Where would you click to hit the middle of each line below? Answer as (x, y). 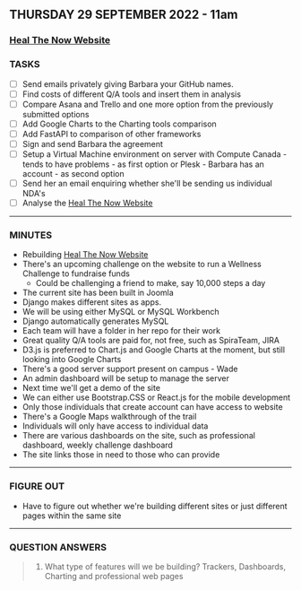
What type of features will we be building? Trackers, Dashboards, (165, 567)
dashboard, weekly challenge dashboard (97, 445)
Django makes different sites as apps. (92, 302)
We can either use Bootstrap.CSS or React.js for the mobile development (156, 397)
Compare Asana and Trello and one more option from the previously (148, 104)
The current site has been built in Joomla (98, 293)
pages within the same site (72, 516)
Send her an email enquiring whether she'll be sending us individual (147, 184)
